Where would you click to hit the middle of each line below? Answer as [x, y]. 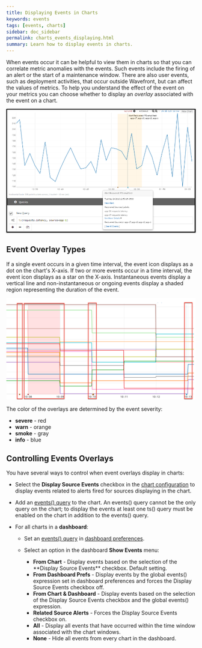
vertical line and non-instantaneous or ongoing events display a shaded [95, 283]
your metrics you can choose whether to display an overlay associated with [100, 94]
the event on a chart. [32, 100]
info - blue [28, 440]
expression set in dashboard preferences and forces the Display [112, 581]
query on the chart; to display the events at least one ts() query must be [104, 509]
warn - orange [33, 427]
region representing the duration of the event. [63, 289]
